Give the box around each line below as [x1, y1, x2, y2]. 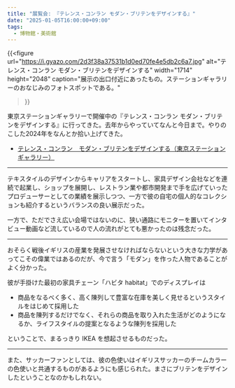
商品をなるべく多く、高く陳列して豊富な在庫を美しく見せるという [17, 293, 208, 302]
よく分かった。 [7, 263, 50, 272]
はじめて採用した [29, 302, 79, 310]
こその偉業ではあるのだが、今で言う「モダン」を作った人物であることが [19, 255, 227, 263]
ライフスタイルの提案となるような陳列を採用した [36, 319, 177, 328]
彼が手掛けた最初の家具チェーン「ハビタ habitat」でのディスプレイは [7, 278, 206, 287]
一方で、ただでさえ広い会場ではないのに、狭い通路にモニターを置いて [7, 216, 209, 224]
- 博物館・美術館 [13, 29, 57, 37]
